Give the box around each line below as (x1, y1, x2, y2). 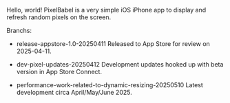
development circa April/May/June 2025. (16, 89, 132, 96)
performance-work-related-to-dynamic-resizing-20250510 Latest (16, 81, 204, 89)
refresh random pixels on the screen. (6, 13, 112, 21)
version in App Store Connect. (16, 68, 103, 76)
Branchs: (6, 27, 32, 34)
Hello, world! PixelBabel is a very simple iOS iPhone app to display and (6, 6, 207, 14)
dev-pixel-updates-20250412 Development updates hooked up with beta (16, 60, 224, 68)
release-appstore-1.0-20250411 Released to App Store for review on (16, 40, 211, 47)
